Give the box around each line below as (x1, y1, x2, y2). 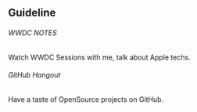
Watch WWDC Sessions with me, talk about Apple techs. (8, 52, 191, 62)
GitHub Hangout (8, 70, 61, 80)
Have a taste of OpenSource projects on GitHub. (8, 94, 164, 104)
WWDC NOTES (8, 27, 57, 38)
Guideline (8, 6, 56, 20)
